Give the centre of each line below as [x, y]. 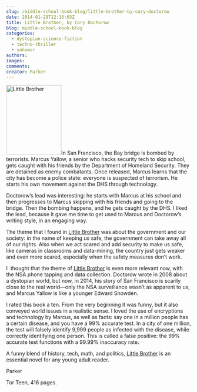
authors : [17, 55]
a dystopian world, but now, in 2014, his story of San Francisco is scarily [94, 281]
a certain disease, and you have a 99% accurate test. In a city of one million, [98, 323]
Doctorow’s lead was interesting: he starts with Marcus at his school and [94, 196]
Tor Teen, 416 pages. [31, 383]
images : [16, 61]
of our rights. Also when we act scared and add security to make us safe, [95, 244]
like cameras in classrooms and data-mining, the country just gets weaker [96, 251]
